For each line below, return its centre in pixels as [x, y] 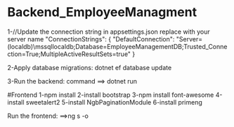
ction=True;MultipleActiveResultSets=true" [69, 54]
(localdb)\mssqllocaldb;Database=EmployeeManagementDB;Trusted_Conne [117, 46]
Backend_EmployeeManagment [102, 12]
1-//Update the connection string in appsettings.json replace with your [109, 32]
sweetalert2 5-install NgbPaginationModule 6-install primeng [114, 102]
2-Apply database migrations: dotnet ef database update [90, 67]
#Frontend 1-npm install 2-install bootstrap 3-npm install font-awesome [111, 95]
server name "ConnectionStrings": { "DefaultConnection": [91, 39]
